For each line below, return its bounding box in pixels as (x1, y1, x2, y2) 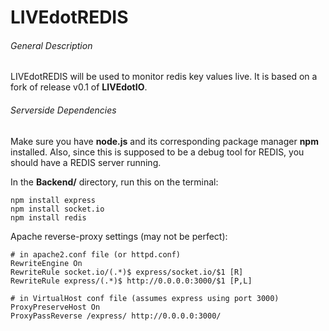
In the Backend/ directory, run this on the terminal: (10, 176, 219, 188)
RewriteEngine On (10, 258, 83, 268)
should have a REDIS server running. (10, 156, 162, 168)
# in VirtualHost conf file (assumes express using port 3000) (10, 293, 280, 303)
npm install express (10, 195, 97, 205)
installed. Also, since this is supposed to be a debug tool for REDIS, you (10, 146, 305, 158)
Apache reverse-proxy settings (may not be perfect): (10, 230, 228, 242)
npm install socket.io (10, 204, 105, 214)
